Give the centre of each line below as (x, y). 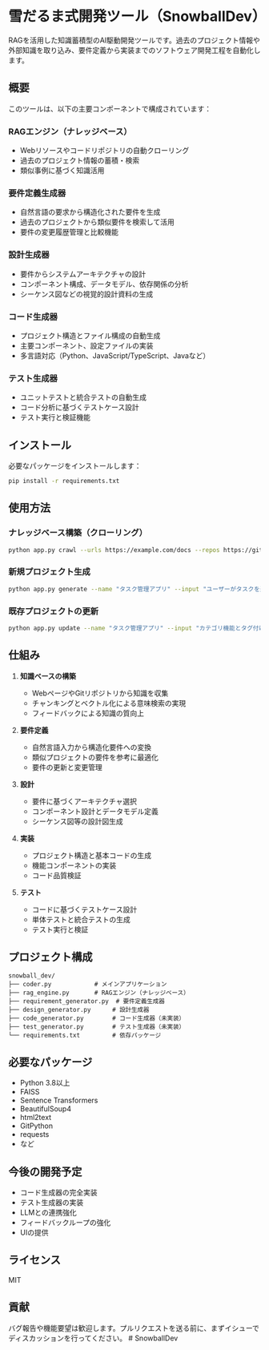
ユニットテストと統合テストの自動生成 (83, 397)
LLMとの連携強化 (48, 1213)
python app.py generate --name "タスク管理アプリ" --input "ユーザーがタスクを (134, 589)
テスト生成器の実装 (52, 1203)
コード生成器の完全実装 (58, 1193)
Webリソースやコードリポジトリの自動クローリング (104, 151)
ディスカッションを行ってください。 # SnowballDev (93, 1338)
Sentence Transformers (59, 1100)
